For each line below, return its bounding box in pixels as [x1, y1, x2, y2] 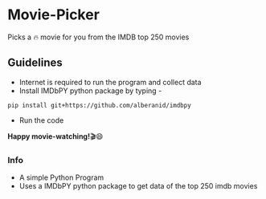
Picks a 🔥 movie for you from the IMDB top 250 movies [7, 32, 190, 42]
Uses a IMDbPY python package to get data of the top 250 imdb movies [18, 181, 258, 191]
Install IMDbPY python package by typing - [18, 86, 162, 95]
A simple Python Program [18, 173, 104, 182]
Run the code [18, 115, 64, 125]
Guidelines [7, 56, 63, 70]
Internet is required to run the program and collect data [18, 77, 202, 87]
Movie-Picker [7, 6, 100, 24]
